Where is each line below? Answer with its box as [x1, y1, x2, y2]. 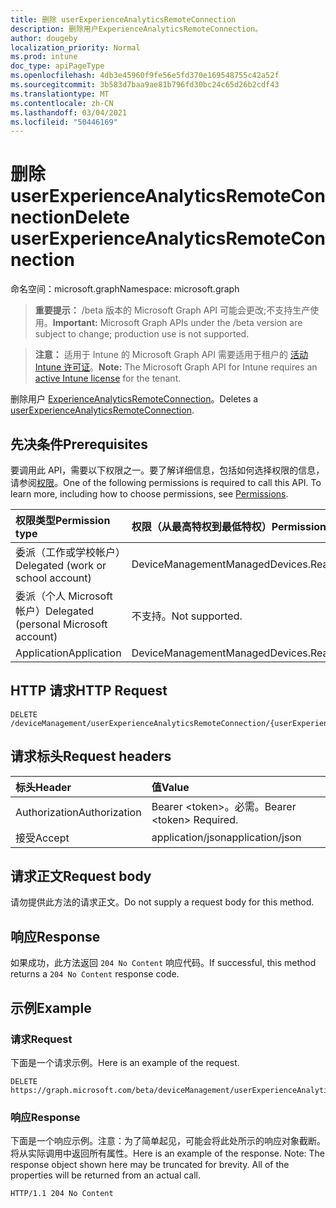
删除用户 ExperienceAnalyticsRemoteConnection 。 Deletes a [10, 393, 259, 405]
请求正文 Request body [10, 868, 152, 885]
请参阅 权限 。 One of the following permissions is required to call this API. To [10, 477, 322, 488]
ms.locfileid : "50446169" [10, 117, 118, 127]
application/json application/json [151, 830, 302, 844]
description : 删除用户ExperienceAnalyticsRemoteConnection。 [10, 24, 263, 34]
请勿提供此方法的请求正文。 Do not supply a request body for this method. [10, 896, 315, 908]
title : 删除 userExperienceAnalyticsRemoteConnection [10, 14, 237, 25]
